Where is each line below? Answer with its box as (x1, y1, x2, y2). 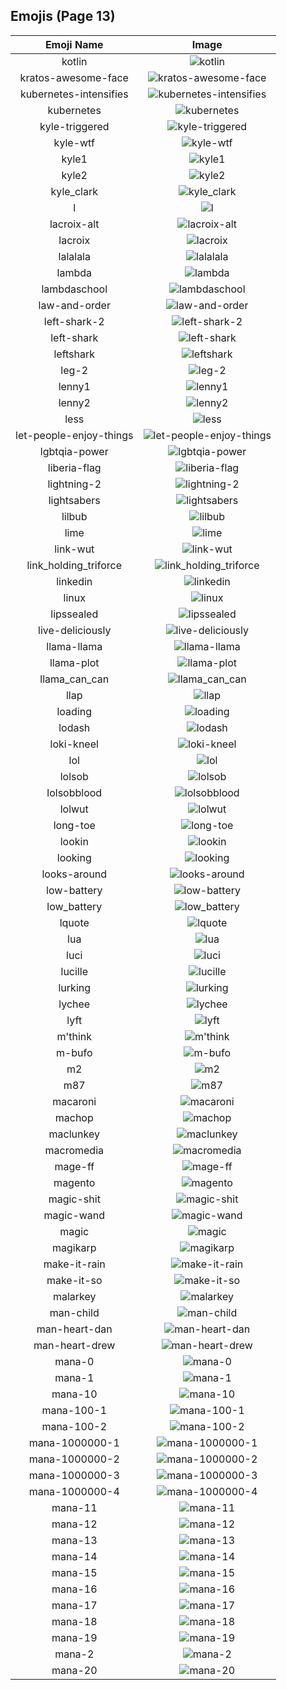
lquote (59, 915, 90, 929)
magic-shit (48, 1192, 101, 1206)
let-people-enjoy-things (15, 428, 134, 442)
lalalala (58, 249, 91, 263)
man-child (49, 1305, 100, 1319)
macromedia (44, 1143, 104, 1157)
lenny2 (58, 395, 91, 409)
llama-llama (46, 639, 103, 653)
